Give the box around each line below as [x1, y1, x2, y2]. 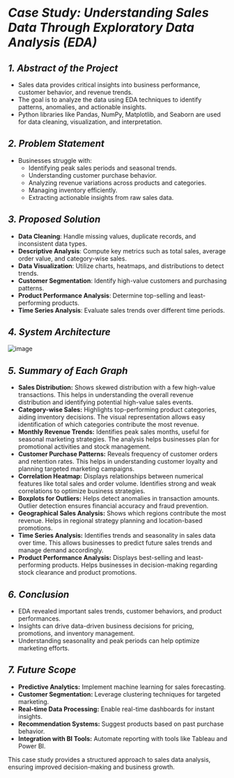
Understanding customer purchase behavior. [28, 171, 157, 179]
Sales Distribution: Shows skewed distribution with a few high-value [17, 383, 216, 391]
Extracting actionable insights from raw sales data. [28, 193, 174, 201]
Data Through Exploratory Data [8, 20, 194, 36]
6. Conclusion [8, 589, 70, 600]
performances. [17, 614, 61, 623]
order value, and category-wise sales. [17, 254, 127, 263]
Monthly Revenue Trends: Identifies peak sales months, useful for [17, 428, 210, 436]
